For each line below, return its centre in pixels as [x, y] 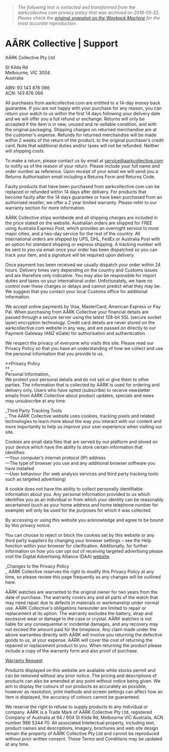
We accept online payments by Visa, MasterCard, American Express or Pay [83, 306]
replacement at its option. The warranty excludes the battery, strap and [79, 613]
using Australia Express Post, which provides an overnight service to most [82, 228]
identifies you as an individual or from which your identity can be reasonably [84, 499]
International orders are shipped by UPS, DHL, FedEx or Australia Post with [83, 239]
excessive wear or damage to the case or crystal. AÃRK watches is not [78, 619]
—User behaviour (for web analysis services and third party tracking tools [82, 474]
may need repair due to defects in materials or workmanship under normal [82, 603]
